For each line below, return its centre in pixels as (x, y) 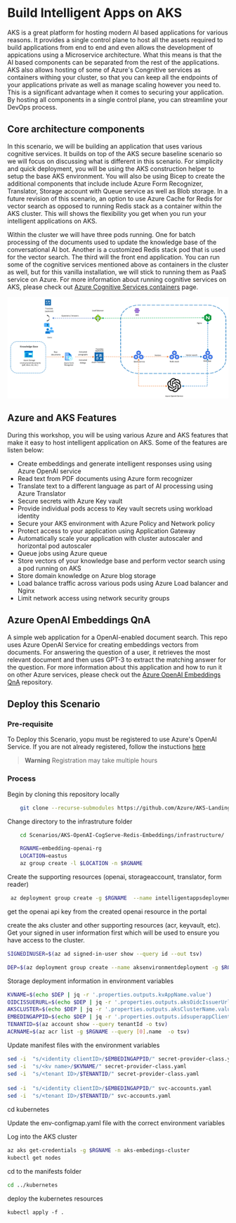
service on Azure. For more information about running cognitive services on (117, 279)
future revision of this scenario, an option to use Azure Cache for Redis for (115, 198)
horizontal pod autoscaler (54, 546)
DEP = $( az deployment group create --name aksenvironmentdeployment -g (113, 967)
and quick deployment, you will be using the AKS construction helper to (111, 168)
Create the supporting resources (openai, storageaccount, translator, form (115, 877)
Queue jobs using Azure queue (62, 553)
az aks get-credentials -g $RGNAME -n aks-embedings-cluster (99, 1151)
